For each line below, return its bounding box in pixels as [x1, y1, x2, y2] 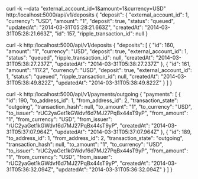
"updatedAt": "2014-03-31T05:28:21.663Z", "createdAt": [6, 24, 144, 31]
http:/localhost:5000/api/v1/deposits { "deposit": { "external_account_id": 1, [6, 11, 189, 18]
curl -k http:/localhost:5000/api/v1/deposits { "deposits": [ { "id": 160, [6, 41, 175, 48]
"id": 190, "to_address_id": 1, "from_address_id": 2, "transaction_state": [6, 97, 178, 104]
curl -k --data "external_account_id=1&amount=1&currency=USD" [6, 5, 167, 12]
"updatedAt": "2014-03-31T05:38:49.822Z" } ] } [56, 79, 173, 86]
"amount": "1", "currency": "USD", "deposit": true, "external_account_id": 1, [6, 48, 188, 55]
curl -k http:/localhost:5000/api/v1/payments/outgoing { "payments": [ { [6, 91, 181, 97]
